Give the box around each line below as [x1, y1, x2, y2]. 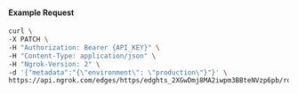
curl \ [8, 27, 33, 35]
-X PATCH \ [8, 35, 49, 44]
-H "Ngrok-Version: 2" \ [8, 59, 101, 68]
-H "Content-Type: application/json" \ [8, 51, 157, 60]
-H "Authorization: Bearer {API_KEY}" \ [8, 43, 161, 52]
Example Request [8, 7, 75, 18]
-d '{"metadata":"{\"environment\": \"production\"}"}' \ [8, 67, 228, 77]
